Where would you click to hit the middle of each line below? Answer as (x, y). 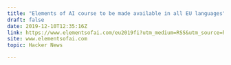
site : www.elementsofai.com (47, 39)
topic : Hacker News (35, 45)
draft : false (26, 20)
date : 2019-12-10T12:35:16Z (47, 26)
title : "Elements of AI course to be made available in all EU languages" (117, 13)
